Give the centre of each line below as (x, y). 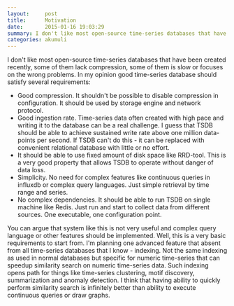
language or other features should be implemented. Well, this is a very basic (117, 236)
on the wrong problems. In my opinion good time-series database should (112, 75)
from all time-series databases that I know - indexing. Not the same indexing (117, 251)
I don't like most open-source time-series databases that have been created (117, 60)
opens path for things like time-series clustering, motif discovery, (101, 273)
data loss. (31, 170)
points (27, 140)
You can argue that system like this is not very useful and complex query (112, 228)
